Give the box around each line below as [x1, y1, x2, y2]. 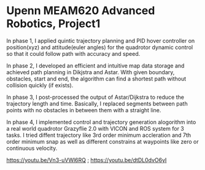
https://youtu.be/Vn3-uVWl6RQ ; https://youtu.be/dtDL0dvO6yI [6, 156, 167, 163]
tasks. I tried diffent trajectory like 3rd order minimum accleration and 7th [6, 131, 191, 139]
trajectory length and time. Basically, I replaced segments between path [6, 99, 188, 107]
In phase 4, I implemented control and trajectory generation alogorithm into [6, 118, 196, 126]
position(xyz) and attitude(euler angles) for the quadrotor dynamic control [6, 44, 193, 51]
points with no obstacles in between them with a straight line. [6, 106, 161, 114]
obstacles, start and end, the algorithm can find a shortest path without [6, 75, 187, 82]
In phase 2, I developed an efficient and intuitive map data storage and [6, 62, 185, 69]
